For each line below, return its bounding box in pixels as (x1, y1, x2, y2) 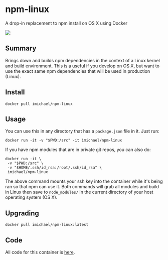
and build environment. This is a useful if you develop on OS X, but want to (5, 63, 159, 69)
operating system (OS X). (5, 194, 58, 200)
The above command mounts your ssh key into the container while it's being (5, 178, 163, 184)
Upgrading (5, 209, 39, 217)
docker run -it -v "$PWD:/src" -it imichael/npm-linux (5, 138, 122, 143)
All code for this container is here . (5, 249, 75, 255)
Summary (5, 44, 37, 53)
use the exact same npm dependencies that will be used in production (5, 68, 150, 74)
